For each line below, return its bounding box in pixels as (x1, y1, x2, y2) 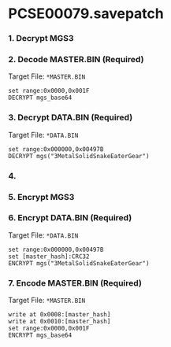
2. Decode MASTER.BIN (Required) (8, 54, 144, 65)
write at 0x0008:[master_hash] (8, 311, 111, 319)
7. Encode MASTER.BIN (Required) (8, 277, 142, 288)
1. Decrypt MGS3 (8, 33, 74, 44)
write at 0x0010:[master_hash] (8, 318, 111, 326)
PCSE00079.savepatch (8, 5, 164, 23)
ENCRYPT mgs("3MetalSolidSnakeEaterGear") (8, 259, 150, 268)
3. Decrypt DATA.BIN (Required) (8, 112, 133, 123)
